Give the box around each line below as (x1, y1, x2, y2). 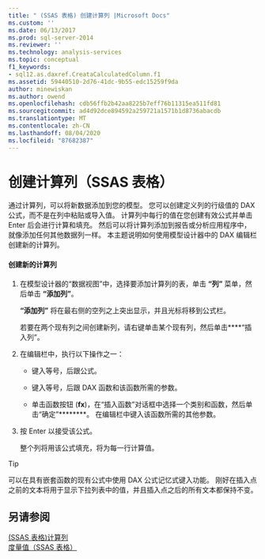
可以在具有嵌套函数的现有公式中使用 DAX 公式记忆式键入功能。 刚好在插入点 (8, 475, 257, 485)
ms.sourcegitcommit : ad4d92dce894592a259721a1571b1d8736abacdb (8, 108, 221, 115)
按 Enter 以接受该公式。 (19, 426, 97, 436)
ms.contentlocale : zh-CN (8, 122, 90, 130)
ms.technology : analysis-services (8, 48, 123, 56)
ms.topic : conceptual (8, 56, 80, 64)
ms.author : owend (8, 93, 66, 100)
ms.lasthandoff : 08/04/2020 (8, 129, 101, 137)
